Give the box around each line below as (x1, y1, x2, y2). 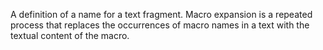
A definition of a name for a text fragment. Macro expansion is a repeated (10, 9, 313, 20)
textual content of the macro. (10, 30, 130, 41)
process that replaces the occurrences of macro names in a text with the (10, 19, 310, 31)
